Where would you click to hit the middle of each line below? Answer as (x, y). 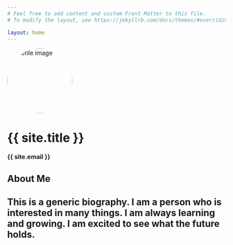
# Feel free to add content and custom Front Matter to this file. (107, 13)
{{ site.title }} (46, 137)
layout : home (26, 33)
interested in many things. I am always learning (111, 213)
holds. (21, 235)
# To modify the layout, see (49, 20)
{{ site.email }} (29, 157)
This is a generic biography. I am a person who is (114, 202)
